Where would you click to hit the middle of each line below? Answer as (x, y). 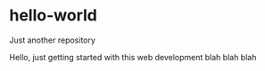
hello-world (54, 16)
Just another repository (53, 40)
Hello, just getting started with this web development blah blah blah (133, 57)
